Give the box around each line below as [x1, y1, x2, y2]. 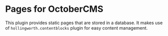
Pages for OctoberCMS [5, 3, 104, 15]
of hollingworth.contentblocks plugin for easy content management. [5, 25, 148, 31]
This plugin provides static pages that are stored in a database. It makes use [5, 20, 163, 26]
